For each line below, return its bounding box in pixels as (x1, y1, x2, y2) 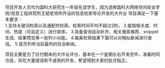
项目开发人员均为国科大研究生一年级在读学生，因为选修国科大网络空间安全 (5, 4, 156, 10)
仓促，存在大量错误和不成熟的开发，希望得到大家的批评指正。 (5, 58, 130, 63)
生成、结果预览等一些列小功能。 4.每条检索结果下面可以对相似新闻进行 (5, 35, 148, 41)
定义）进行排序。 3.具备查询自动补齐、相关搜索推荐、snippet (35, 29, 159, 34)
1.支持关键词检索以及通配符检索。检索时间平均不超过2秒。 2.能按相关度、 (5, 23, 154, 28)
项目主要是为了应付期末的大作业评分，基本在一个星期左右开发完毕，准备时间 (5, 51, 160, 57)
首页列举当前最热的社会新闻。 (18, 41, 79, 46)
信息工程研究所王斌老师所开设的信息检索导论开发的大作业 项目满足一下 (11, 10, 154, 16)
